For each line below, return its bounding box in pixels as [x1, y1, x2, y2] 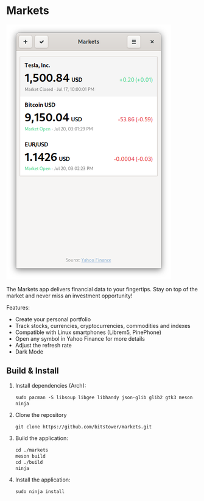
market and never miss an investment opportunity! [6, 292, 133, 299]
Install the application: [15, 476, 71, 483]
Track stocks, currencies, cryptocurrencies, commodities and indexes [15, 322, 191, 329]
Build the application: [15, 434, 68, 442]
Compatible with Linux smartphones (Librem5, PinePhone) [15, 329, 162, 336]
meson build [15, 453, 46, 459]
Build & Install [6, 366, 59, 376]
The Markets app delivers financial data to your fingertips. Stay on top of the [6, 285, 198, 293]
